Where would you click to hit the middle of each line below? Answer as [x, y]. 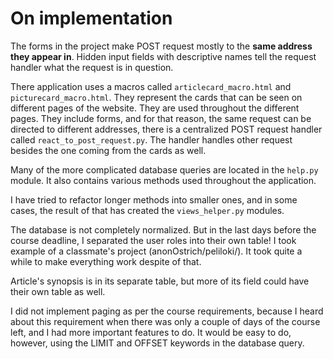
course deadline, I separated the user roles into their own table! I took [153, 240]
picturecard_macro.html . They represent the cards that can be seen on [156, 97]
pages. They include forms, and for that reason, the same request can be [161, 118]
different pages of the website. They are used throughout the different [155, 108]
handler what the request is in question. [92, 67]
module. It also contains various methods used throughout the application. [163, 180]
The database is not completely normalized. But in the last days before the [163, 229]
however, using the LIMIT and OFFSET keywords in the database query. [157, 343]
